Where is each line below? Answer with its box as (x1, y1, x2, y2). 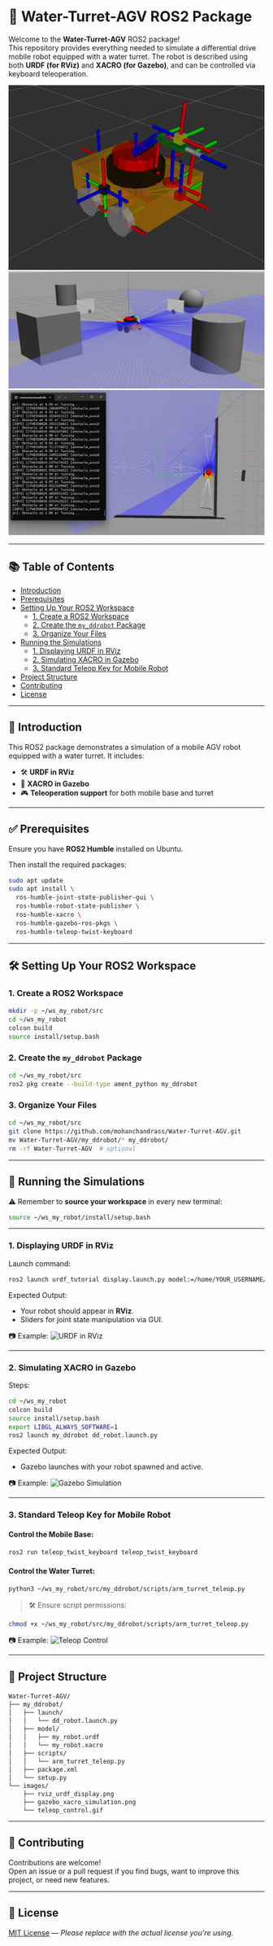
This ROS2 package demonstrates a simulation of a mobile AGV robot (8, 742, 241, 752)
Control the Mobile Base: (8, 1529, 94, 1539)
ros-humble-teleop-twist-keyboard (15, 927, 132, 936)
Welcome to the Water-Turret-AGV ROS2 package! (8, 34, 180, 44)
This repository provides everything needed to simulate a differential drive (8, 42, 257, 52)
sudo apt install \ (8, 885, 75, 893)
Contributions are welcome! (8, 1857, 102, 1867)
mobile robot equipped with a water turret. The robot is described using (8, 51, 249, 61)
